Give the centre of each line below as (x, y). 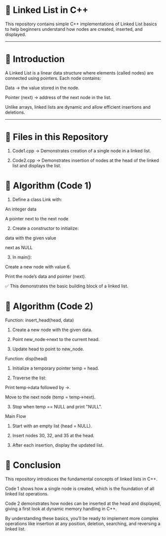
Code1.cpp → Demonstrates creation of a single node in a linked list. (82, 150)
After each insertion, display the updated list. (58, 445)
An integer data (21, 209)
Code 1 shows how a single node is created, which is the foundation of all (80, 488)
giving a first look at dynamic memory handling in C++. (61, 509)
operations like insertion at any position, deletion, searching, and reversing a (83, 524)
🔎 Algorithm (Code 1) (48, 186)
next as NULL (19, 247)
